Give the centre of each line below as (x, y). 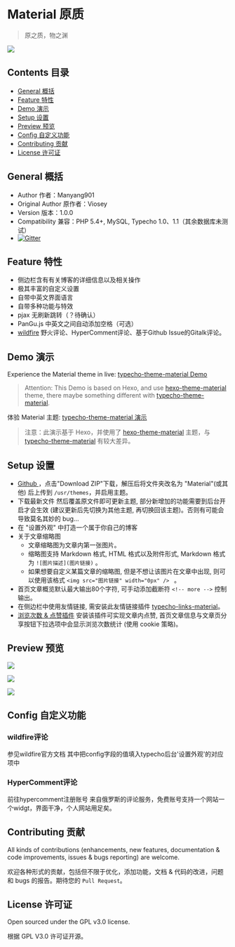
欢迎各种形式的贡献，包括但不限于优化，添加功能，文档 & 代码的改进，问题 (115, 871)
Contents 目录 (38, 73)
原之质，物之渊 (46, 35)
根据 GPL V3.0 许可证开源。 (47, 936)
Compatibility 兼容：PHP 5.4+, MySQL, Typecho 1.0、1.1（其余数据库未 (120, 221)
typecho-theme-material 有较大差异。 (79, 441)
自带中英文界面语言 (45, 298)
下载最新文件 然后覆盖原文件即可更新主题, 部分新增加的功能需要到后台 (118, 501)
